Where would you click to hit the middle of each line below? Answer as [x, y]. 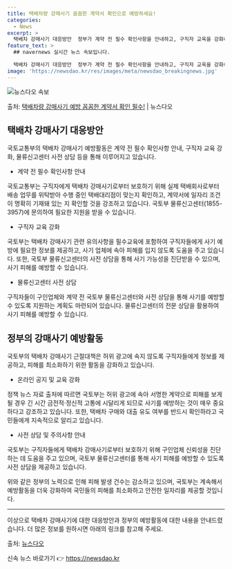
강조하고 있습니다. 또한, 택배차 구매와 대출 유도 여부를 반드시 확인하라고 [121, 412]
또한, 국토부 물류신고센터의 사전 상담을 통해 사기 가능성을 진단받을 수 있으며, [118, 259]
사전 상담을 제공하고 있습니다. [47, 467]
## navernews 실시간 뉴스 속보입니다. [62, 53]
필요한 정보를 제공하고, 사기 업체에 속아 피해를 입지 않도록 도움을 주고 [113, 251]
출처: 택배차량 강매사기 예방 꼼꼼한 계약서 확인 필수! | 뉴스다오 [90, 106]
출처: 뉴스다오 [26, 543]
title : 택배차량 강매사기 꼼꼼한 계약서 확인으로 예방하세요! [82, 13]
